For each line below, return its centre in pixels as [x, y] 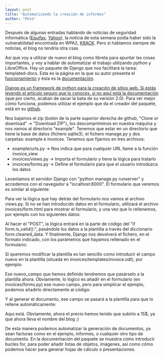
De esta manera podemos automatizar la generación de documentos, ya [78, 329]
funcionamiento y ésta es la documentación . [50, 78]
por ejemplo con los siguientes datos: [43, 214]
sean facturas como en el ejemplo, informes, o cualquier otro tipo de [74, 334]
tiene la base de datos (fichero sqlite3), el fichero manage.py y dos [73, 134]
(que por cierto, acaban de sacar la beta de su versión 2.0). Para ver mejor [80, 98]
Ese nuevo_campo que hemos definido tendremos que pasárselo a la [75, 274]
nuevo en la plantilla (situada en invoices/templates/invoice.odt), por [74, 260]
